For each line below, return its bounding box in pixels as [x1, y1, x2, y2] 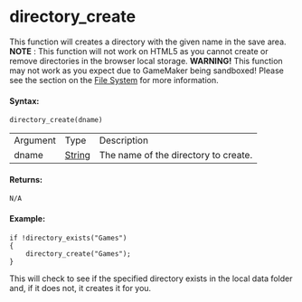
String [64, 149, 90, 162]
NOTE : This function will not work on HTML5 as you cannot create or [9, 45, 269, 56]
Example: [9, 212, 46, 223]
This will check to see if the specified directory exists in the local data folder [9, 273, 293, 284]
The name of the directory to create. [99, 149, 253, 162]
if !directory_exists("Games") [9, 233, 127, 242]
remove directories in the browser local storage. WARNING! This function [9, 55, 283, 66]
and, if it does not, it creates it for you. [9, 282, 152, 293]
